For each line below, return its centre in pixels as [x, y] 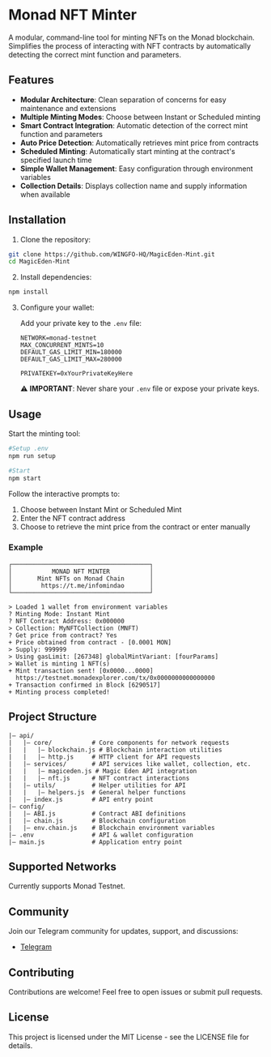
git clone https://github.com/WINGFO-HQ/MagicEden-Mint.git [112, 254]
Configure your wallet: [57, 308]
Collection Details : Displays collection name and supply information [133, 186]
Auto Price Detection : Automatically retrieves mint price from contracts [139, 143]
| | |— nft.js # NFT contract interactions [99, 778]
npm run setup [32, 456]
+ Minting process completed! [59, 692]
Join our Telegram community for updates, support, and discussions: [123, 931]
